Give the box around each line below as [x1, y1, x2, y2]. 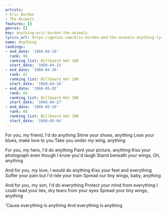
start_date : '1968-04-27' [9, 100, 64, 105]
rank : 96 [9, 53, 28, 59]
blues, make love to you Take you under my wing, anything [5, 137, 126, 143]
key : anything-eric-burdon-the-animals [5, 30, 88, 35]
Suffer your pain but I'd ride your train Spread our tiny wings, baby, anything [5, 172, 161, 178]
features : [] [5, 21, 32, 26]
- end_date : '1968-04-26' [5, 68, 59, 73]
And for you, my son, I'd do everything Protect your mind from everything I [5, 182, 158, 188]
